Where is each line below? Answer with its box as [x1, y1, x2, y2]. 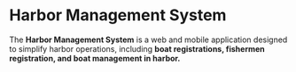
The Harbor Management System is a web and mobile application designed [9, 34, 288, 45]
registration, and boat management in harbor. [9, 53, 181, 63]
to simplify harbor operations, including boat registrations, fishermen [9, 43, 266, 54]
